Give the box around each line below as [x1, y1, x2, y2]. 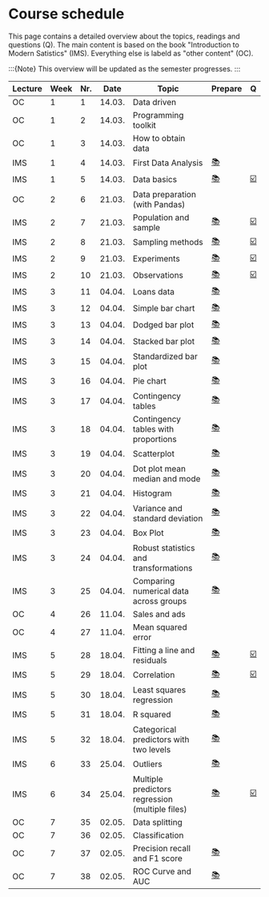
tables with [132, 423, 175, 434]
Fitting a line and [132, 644, 195, 655]
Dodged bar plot [132, 319, 195, 331]
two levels [132, 744, 171, 755]
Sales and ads [132, 608, 186, 619]
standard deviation [132, 513, 203, 524]
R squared [132, 709, 171, 720]
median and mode [132, 473, 201, 484]
